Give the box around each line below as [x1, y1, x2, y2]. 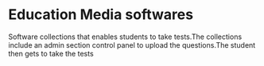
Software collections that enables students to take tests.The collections [8, 32, 243, 41]
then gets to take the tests [8, 49, 94, 58]
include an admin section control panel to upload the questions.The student [8, 40, 256, 49]
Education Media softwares [8, 6, 193, 24]
